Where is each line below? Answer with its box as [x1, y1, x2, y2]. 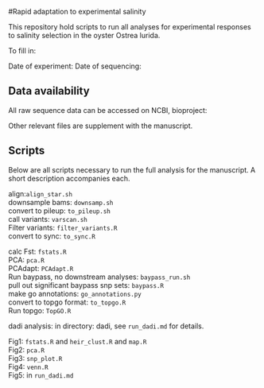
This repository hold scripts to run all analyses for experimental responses [8, 22, 252, 31]
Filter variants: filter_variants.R [8, 223, 118, 232]
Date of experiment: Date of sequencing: [8, 61, 142, 71]
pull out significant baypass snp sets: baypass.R [8, 280, 165, 289]
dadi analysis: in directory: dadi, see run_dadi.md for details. [8, 321, 204, 331]
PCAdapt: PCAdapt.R [8, 263, 74, 273]
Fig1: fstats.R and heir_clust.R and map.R [8, 336, 147, 346]
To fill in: [8, 46, 37, 55]
